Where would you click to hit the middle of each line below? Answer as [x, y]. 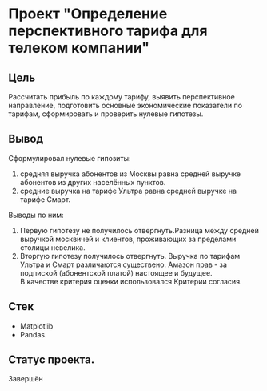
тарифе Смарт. [45, 199]
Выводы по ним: [36, 215]
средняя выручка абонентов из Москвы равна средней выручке [130, 174]
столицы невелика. [52, 247]
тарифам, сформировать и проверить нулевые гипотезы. [106, 114]
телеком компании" [79, 48]
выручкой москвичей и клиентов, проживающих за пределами [128, 239]
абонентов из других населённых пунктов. [93, 182]
